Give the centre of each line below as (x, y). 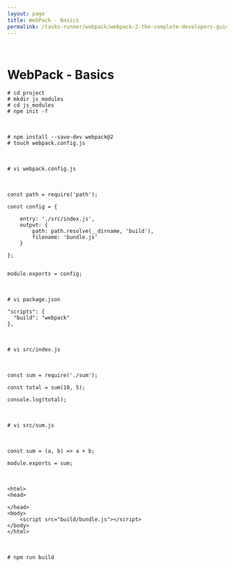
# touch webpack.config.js (46, 144)
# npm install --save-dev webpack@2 (60, 137)
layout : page (26, 14)
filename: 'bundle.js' (65, 238)
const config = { (32, 207)
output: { (34, 225)
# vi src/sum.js (31, 426)
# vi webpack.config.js (42, 169)
